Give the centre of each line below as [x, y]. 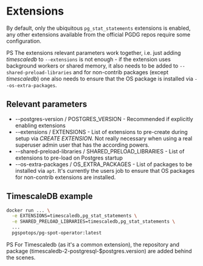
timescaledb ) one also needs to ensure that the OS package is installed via [100, 79]
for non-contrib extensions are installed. [65, 177]
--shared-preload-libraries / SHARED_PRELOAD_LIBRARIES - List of [100, 151]
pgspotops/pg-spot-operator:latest [57, 233]
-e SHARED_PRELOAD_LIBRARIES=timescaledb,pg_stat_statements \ [93, 222]
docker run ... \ [28, 210]
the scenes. [21, 257]
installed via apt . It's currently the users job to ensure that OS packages [105, 170]
